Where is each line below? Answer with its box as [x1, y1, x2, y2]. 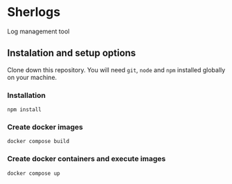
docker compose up [7, 169, 60, 177]
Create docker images [7, 122, 83, 132]
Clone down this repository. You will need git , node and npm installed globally [7, 65, 226, 74]
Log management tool [7, 27, 70, 35]
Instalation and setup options [7, 47, 136, 59]
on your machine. [7, 73, 57, 81]
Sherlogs [7, 4, 61, 20]
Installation [7, 90, 46, 100]
